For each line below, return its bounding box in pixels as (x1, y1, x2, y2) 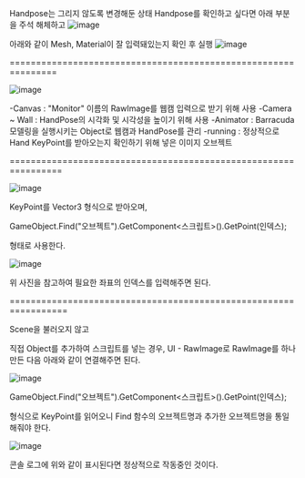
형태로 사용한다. (9, 240, 66, 250)
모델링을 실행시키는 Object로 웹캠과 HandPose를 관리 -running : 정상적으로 (9, 126, 280, 137)
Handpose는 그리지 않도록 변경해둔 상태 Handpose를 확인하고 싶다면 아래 (9, 8, 273, 18)
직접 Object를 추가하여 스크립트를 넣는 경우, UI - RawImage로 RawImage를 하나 (9, 343, 296, 353)
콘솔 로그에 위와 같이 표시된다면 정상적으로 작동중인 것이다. (9, 459, 219, 470)
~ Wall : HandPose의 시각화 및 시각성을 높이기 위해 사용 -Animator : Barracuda (9, 115, 295, 125)
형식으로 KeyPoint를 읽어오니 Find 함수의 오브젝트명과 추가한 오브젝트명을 (9, 411, 273, 422)
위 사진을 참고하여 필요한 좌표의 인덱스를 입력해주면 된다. (9, 277, 211, 288)
